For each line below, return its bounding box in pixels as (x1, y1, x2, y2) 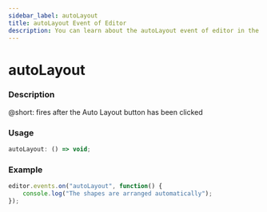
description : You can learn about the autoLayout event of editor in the (8, 26, 260, 34)
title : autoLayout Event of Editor (8, 19, 127, 27)
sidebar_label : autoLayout (8, 11, 98, 20)
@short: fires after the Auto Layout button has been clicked (8, 107, 204, 116)
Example (8, 164, 43, 175)
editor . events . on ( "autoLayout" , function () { (8, 183, 162, 190)
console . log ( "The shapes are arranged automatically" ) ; (22, 190, 213, 198)
